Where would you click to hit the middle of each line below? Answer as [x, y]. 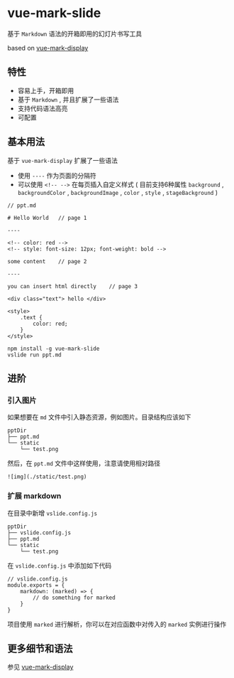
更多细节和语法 [40, 648]
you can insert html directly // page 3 [73, 286]
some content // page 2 [47, 261]
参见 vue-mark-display [40, 667]
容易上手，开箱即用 [46, 90]
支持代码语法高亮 [43, 108]
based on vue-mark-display [48, 48]
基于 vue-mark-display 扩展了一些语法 [63, 160]
